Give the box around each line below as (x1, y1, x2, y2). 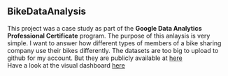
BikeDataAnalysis (7, 6, 86, 17)
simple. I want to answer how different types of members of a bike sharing (7, 38, 222, 47)
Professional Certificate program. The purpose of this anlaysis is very (7, 31, 211, 40)
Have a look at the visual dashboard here (7, 61, 126, 69)
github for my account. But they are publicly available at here (7, 54, 183, 62)
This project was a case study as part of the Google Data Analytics (7, 24, 202, 32)
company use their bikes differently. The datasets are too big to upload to (7, 46, 219, 54)
